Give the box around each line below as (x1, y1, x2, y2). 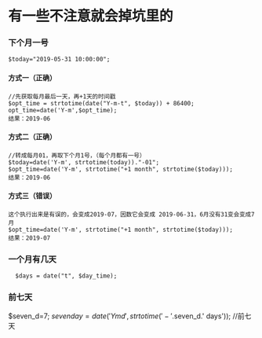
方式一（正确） (8, 73, 56, 83)
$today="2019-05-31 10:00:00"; (8, 56, 111, 64)
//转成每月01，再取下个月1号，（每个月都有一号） (8, 151, 146, 160)
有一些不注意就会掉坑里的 (8, 7, 174, 25)
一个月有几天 (8, 254, 57, 265)
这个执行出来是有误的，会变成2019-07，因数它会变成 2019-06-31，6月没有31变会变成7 (8, 211, 255, 219)
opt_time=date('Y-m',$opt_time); (8, 106, 118, 114)
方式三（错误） (8, 191, 56, 200)
